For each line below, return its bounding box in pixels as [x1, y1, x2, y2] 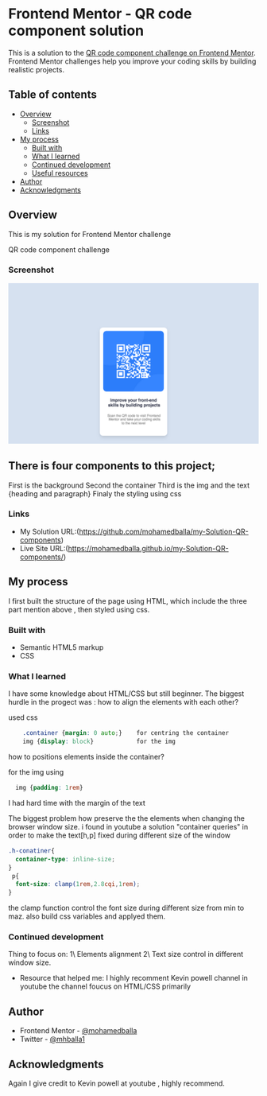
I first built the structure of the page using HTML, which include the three [8, 596, 248, 605]
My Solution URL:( [19, 527, 79, 536]
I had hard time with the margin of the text [8, 798, 145, 807]
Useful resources [31, 168, 89, 177]
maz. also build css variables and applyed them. [8, 911, 166, 921]
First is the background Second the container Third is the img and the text [8, 480, 250, 490]
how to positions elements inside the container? [8, 752, 164, 761]
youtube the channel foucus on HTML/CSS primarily [19, 981, 192, 991]
